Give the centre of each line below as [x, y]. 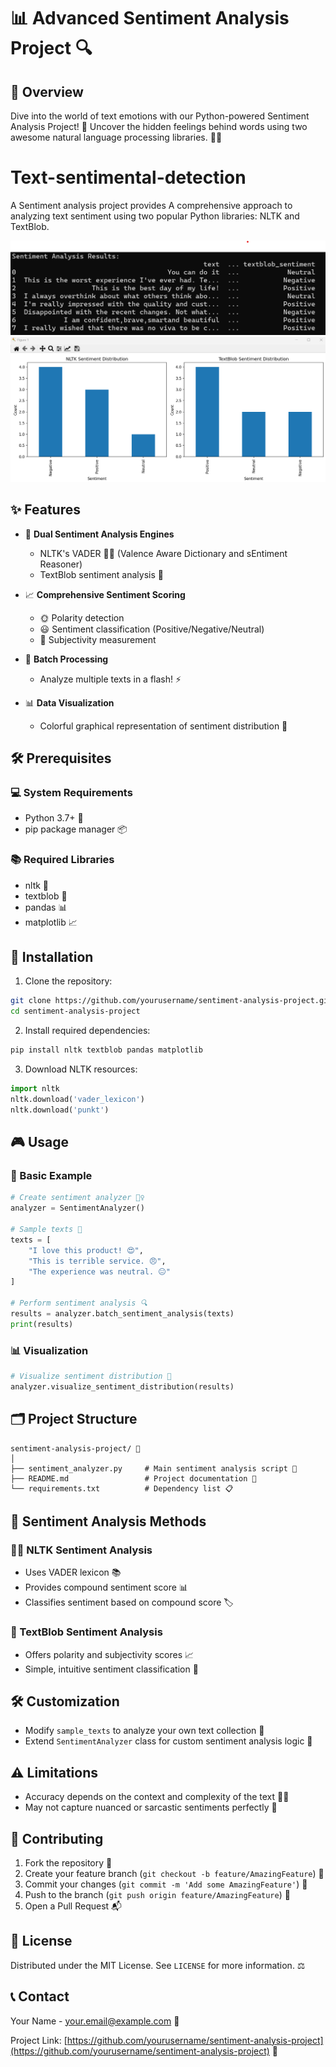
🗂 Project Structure [74, 1419]
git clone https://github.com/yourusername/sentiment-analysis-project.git [171, 1001]
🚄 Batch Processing [66, 659]
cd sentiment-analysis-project [75, 1011]
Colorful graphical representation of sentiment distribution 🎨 [163, 726]
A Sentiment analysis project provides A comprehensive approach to [151, 205]
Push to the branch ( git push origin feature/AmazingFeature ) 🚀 [157, 1895]
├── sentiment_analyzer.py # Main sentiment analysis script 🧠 [154, 1468]
